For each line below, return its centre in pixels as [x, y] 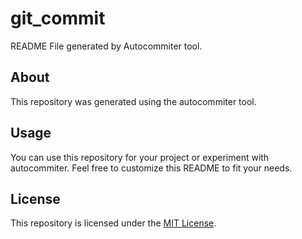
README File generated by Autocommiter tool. [106, 46]
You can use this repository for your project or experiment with [140, 157]
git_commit [58, 18]
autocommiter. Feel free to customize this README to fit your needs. [151, 168]
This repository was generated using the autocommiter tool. [133, 101]
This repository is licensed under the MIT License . [113, 223]
